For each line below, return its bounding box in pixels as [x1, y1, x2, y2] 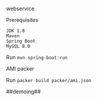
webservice [6, 5, 35, 12]
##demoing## [6, 88, 41, 95]
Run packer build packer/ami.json [6, 77, 92, 83]
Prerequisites [6, 17, 38, 23]
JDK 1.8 [6, 28, 25, 34]
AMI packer [6, 65, 34, 72]
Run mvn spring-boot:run [6, 54, 68, 61]
